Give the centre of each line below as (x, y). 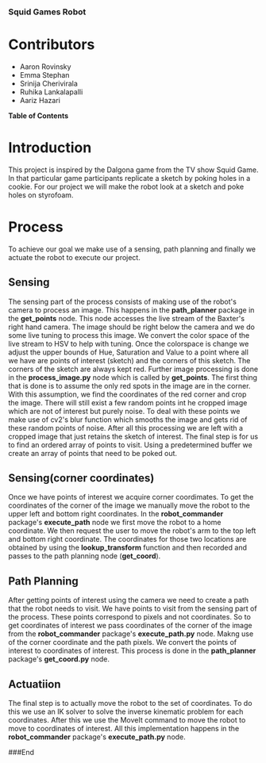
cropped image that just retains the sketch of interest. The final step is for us (133, 436)
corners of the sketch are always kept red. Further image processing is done (133, 369)
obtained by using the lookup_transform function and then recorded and (128, 548)
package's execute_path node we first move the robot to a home (115, 523)
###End (21, 752)
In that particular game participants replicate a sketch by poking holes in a (129, 178)
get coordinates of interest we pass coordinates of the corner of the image (130, 626)
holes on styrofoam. (41, 195)
